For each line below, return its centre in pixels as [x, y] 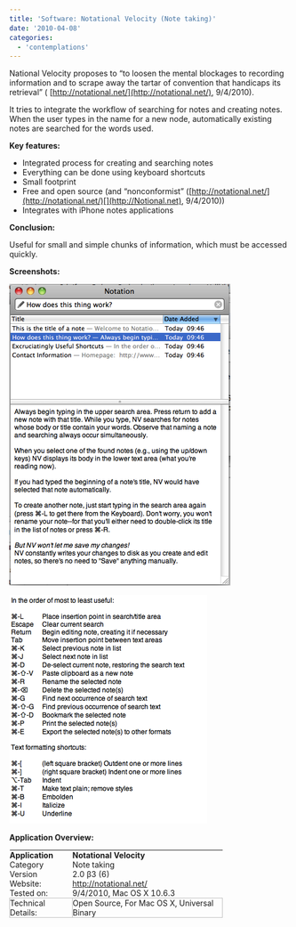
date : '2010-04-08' [45, 28]
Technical [28, 903]
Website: [25, 884]
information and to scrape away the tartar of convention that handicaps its [145, 83]
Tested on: [29, 893]
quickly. [24, 255]
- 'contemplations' [53, 47]
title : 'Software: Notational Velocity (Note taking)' [113, 19]
